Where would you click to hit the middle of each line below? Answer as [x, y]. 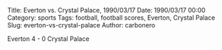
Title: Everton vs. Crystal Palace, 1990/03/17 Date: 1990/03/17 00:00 [106, 10]
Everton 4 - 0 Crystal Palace [48, 39]
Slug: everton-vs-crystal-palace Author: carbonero [81, 25]
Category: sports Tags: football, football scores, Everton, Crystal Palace [111, 18]
